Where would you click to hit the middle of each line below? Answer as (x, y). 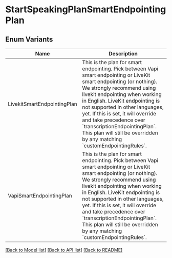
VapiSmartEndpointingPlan (40, 196)
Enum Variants (29, 39)
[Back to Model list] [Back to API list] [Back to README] (64, 250)
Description (123, 54)
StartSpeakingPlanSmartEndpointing (86, 9)
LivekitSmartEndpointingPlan (43, 104)
